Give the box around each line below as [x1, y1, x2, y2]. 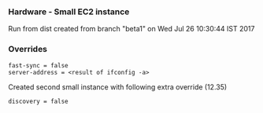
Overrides [8, 44, 48, 55]
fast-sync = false [8, 61, 69, 69]
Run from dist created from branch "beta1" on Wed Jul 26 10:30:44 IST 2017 [8, 24, 255, 34]
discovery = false [8, 97, 69, 105]
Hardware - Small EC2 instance [8, 6, 130, 17]
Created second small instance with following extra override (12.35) [8, 82, 228, 92]
